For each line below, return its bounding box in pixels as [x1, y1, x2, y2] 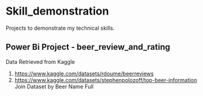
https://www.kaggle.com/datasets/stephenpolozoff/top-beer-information [14, 76, 198, 83]
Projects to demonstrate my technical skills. [5, 24, 115, 32]
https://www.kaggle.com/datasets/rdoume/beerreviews [14, 70, 154, 77]
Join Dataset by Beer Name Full [14, 83, 94, 90]
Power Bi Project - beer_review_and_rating [5, 42, 171, 52]
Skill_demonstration [5, 4, 109, 18]
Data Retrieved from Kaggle [5, 58, 75, 65]
